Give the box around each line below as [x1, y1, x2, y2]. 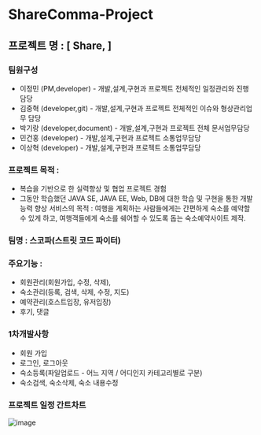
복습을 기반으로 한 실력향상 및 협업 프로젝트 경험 [19, 184, 167, 194]
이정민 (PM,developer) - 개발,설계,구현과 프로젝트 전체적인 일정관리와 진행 [19, 84, 249, 93]
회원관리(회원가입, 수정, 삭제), [19, 277, 112, 287]
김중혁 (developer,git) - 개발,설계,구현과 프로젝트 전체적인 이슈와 [19, 103, 219, 113]
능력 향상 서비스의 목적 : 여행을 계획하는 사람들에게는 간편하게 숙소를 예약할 [19, 203, 251, 214]
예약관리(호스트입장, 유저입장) [19, 297, 112, 307]
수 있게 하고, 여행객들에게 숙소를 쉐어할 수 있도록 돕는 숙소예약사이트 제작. [19, 214, 246, 223]
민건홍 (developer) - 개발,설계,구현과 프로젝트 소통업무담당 [19, 132, 201, 143]
